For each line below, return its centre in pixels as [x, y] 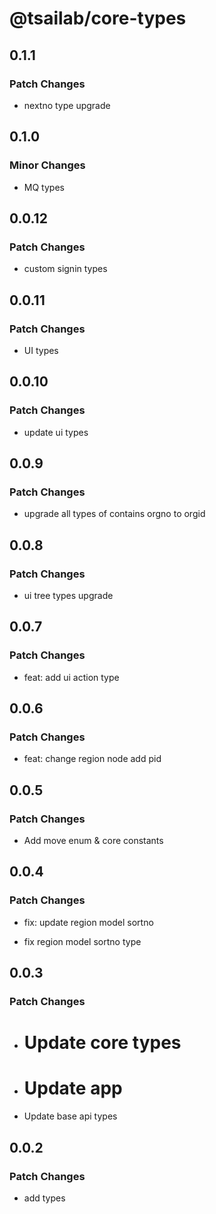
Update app [73, 1088]
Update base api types [70, 1116]
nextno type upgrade [67, 105]
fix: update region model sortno [88, 922]
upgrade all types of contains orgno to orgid [114, 514]
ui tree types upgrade [68, 595]
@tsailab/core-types [98, 18]
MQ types [44, 187]
